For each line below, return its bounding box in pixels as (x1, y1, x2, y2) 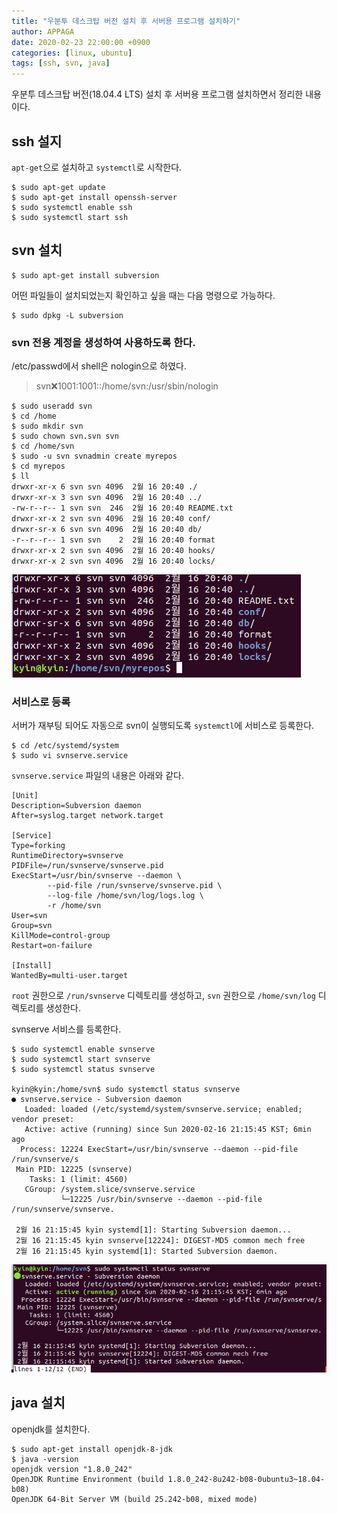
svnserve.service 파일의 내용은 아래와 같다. (11, 770, 185, 782)
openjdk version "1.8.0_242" (11, 1464, 133, 1474)
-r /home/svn (47, 901, 102, 911)
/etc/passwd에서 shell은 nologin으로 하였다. (11, 360, 188, 372)
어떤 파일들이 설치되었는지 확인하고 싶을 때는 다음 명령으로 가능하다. (11, 289, 276, 301)
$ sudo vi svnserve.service (11, 751, 129, 761)
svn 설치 (11, 242, 63, 259)
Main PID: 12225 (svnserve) (15, 1165, 133, 1175)
